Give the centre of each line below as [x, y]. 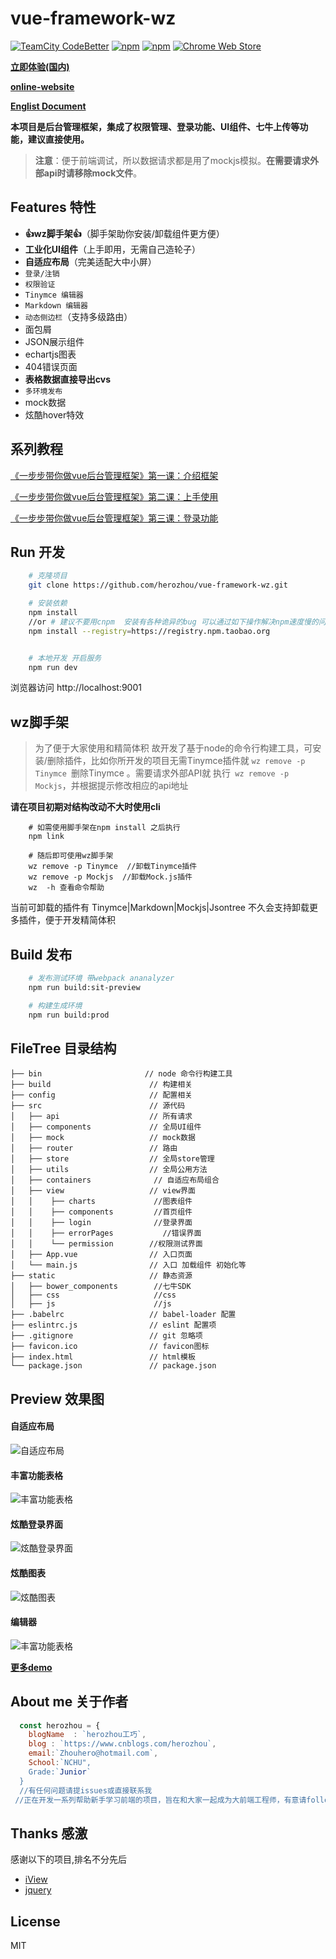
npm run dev [53, 667]
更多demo [31, 1667]
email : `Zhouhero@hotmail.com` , [93, 1753]
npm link [46, 837]
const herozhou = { [60, 1725]
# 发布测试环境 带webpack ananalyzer [101, 978]
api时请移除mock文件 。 [93, 173]
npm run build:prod [69, 1015]
